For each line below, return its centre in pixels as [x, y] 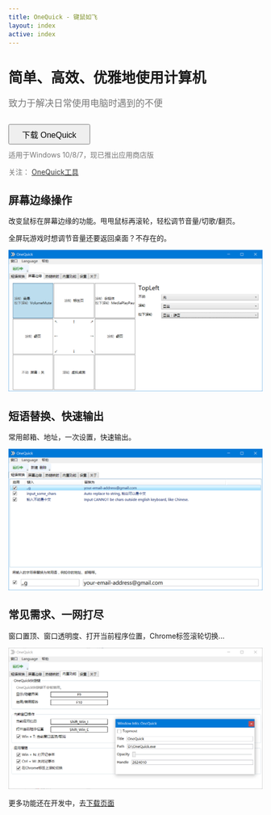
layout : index [32, 25]
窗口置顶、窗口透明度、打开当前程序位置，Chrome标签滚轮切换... [117, 636]
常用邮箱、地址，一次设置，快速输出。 [72, 437]
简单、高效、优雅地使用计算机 [108, 78]
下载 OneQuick [49, 135]
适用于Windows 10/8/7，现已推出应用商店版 [81, 155]
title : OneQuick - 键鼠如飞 [53, 17]
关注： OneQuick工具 [44, 172]
